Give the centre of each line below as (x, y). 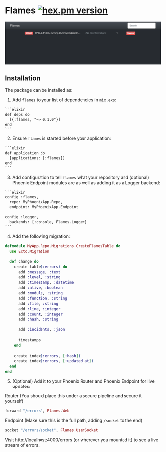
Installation (23, 78)
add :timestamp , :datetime (46, 283)
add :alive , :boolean (41, 288)
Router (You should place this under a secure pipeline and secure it (73, 396)
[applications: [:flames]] (37, 158)
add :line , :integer (39, 309)
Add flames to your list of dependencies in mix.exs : (64, 100)
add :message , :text (39, 272)
